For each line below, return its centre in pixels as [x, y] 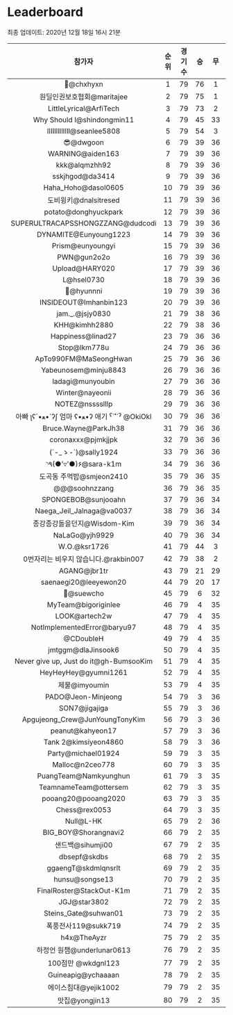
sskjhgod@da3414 [84, 176]
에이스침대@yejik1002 [84, 987]
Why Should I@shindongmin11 [84, 120]
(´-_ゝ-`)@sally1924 [84, 452]
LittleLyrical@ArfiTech [84, 108]
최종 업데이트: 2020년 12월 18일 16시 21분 [64, 32]
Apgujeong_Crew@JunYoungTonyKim [84, 719]
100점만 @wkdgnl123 [84, 963]
